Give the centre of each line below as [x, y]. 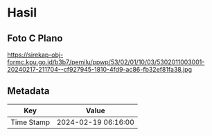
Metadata [28, 91]
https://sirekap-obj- [35, 55]
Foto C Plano [35, 38]
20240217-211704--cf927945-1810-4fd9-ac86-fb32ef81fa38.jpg [100, 69]
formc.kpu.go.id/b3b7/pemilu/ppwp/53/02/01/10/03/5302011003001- [106, 62]
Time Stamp [30, 122]
